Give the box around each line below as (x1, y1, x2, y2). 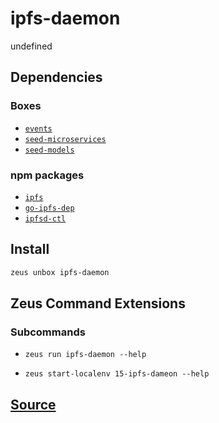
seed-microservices (24, 134, 107, 144)
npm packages (10, 168, 85, 182)
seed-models (24, 145, 75, 155)
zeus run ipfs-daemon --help (24, 350, 147, 360)
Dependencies (10, 69, 103, 86)
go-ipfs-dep (24, 203, 75, 213)
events (24, 123, 53, 134)
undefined (10, 40, 53, 52)
